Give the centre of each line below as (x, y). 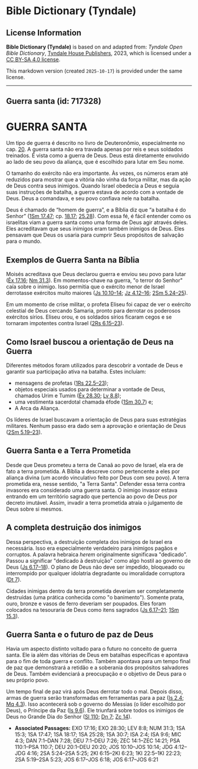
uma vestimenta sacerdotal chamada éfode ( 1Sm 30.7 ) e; (84, 402)
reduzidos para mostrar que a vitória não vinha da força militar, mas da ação (99, 180)
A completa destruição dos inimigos (74, 528)
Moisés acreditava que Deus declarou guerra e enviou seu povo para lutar (96, 274)
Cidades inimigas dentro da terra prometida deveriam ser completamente (95, 591)
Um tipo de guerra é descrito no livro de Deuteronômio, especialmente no (95, 143)
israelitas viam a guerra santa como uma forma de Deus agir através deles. (97, 222)
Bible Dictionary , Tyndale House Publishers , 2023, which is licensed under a (99, 53)
